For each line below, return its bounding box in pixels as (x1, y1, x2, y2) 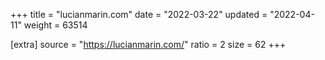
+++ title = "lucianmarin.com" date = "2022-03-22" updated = (10, 9, 268, 20)
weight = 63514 (23, 19, 88, 31)
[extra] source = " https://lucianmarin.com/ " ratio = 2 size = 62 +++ (10, 39, 287, 50)
